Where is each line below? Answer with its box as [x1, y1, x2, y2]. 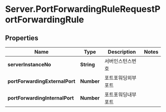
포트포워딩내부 [104, 91, 137, 98]
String [80, 61, 95, 68]
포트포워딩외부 [104, 74, 137, 81]
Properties [5, 34, 39, 42]
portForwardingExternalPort [7, 78, 76, 85]
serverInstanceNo [7, 61, 51, 68]
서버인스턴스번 [104, 58, 137, 64]
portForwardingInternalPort [7, 95, 74, 101]
